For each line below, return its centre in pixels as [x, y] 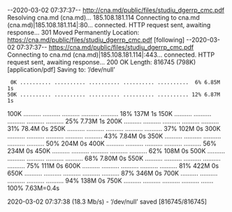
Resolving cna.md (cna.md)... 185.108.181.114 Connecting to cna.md [104, 17]
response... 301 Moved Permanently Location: [73, 32]
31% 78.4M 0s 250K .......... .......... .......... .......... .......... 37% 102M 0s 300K [114, 128]
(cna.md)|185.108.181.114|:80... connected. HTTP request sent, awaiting [109, 25]
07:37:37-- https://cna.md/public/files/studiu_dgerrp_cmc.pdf [105, 47]
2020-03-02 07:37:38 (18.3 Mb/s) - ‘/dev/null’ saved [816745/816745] [107, 202]
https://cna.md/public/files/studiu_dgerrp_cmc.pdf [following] [96, 40]
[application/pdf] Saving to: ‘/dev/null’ [61, 70]
